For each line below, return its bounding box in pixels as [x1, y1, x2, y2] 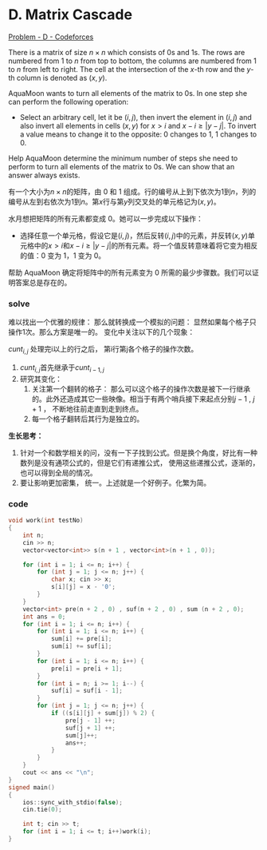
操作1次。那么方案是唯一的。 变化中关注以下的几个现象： [8, 328, 195, 337]
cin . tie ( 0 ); [22, 805, 62, 814]
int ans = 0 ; [22, 613, 66, 621]
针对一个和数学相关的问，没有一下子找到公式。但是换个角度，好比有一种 [19, 447, 257, 457]
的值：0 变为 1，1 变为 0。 [19, 250, 106, 260]
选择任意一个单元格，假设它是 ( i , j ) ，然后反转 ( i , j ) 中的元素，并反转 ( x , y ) [19, 230, 249, 240]
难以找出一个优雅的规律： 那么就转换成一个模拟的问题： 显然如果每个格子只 [8, 317, 257, 327]
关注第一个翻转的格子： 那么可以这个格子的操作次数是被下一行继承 [31, 383, 251, 393]
